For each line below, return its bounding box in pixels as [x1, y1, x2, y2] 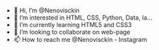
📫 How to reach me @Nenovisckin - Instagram [13, 36, 147, 43]
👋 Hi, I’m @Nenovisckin [13, 7, 80, 14]
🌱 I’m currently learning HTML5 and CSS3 [13, 21, 132, 28]
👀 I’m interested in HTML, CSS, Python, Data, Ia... [13, 14, 153, 22]
